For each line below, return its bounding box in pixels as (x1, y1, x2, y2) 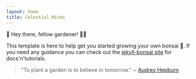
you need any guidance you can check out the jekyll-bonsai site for (6, 48, 172, 55)
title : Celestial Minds (6, 14, 66, 20)
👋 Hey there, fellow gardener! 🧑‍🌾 (6, 30, 87, 37)
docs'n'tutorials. (6, 55, 47, 62)
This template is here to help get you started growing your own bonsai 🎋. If (6, 42, 190, 49)
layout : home (6, 8, 39, 15)
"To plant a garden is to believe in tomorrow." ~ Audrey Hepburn (20, 66, 179, 73)
